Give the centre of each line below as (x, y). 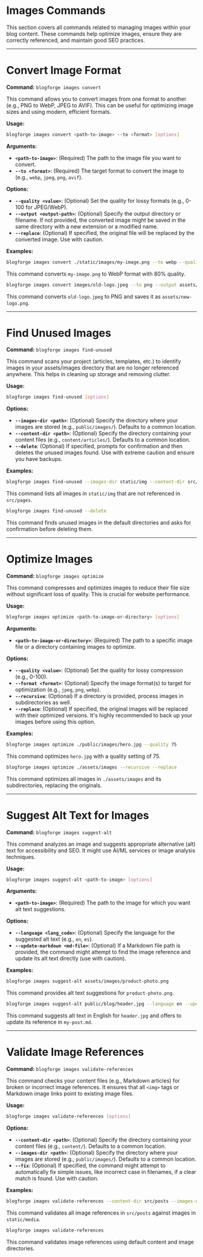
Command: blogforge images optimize (55, 576)
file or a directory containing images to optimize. (75, 646)
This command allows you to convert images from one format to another (96, 99)
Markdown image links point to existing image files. (70, 1093)
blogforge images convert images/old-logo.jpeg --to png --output (92, 285)
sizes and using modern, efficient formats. (59, 111)
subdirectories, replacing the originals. (54, 785)
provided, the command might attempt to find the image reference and (103, 952)
